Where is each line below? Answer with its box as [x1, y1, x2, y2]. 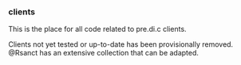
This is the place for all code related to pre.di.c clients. [8, 25, 187, 34]
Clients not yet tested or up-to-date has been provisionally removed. [8, 40, 234, 49]
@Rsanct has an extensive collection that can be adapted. [8, 48, 200, 58]
